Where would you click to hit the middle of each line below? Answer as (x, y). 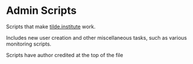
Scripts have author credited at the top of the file (65, 55)
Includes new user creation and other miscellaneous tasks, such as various (96, 37)
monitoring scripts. (29, 44)
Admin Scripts (42, 11)
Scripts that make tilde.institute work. (51, 27)
